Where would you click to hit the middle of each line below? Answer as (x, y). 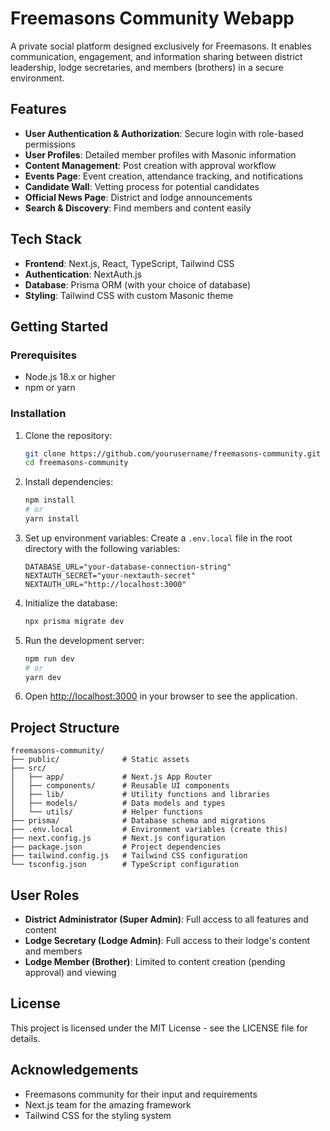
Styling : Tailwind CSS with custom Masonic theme (129, 295)
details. (25, 1038)
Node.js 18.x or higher (70, 377)
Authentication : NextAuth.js (83, 274)
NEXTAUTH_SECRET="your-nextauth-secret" (110, 575)
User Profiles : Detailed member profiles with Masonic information (160, 154)
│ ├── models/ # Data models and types (118, 803)
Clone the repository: (68, 435)
